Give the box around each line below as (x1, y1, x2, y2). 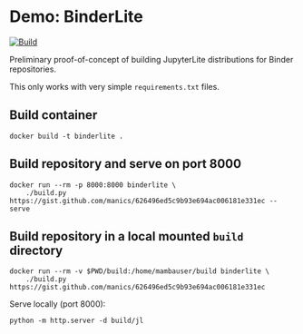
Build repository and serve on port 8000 (9, 156, 242, 172)
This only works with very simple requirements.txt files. (9, 81, 220, 92)
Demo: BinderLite (9, 6, 143, 27)
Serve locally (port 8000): (9, 299, 106, 309)
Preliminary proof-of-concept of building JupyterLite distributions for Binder (9, 54, 294, 64)
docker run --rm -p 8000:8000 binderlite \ (9, 180, 177, 190)
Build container (9, 107, 98, 123)
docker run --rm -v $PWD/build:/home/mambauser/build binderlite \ (9, 267, 270, 276)
